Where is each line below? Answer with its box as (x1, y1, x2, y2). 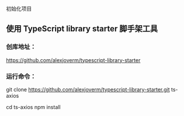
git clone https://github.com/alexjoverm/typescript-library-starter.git (6, 86, 171, 93)
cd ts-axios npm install (6, 103, 61, 110)
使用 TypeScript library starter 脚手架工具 (6, 24, 158, 34)
